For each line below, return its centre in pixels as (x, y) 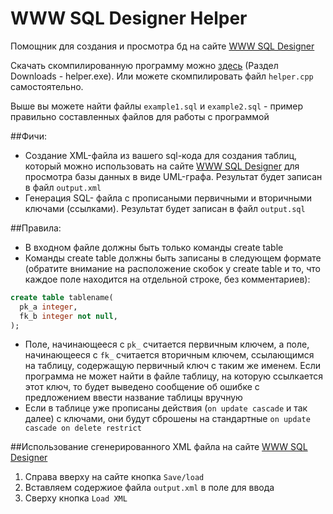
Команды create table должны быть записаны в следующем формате (173, 258)
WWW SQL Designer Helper (129, 18)
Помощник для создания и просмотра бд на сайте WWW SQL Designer (162, 46)
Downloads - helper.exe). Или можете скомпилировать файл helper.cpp (162, 76)
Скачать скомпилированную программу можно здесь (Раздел (144, 65)
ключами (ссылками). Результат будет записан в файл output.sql (165, 208)
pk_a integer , (48, 307)
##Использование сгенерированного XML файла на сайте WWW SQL (159, 447)
